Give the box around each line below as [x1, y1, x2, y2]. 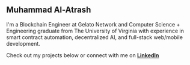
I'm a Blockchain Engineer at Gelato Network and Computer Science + [6, 20, 180, 28]
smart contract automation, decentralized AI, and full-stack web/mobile [6, 33, 183, 41]
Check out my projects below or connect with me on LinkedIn [6, 51, 159, 59]
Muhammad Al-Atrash [6, 5, 91, 15]
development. [6, 40, 40, 47]
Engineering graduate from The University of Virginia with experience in [6, 27, 185, 34]
